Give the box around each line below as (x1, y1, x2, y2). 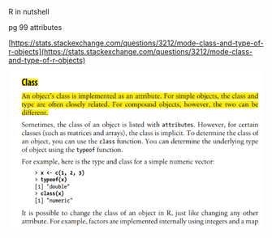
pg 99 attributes (8, 23, 63, 32)
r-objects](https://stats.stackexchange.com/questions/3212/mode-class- (8, 47, 253, 56)
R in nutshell (8, 7, 50, 16)
